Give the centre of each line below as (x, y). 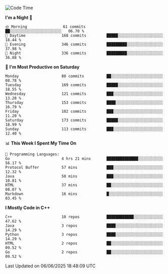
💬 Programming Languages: (32, 154)
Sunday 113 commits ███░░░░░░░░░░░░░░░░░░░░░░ (84, 129)
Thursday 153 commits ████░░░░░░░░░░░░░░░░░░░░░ (84, 103)
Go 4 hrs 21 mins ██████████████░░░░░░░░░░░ (84, 159)
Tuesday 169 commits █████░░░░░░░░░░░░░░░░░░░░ (84, 85)
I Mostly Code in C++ (28, 208)
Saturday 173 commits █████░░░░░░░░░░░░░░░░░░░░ (84, 120)
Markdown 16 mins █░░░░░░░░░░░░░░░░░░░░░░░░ (84, 194)
